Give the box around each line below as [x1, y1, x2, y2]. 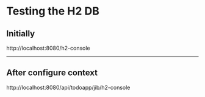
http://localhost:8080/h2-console [6, 44, 90, 52]
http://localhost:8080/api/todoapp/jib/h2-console [6, 84, 131, 91]
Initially [6, 28, 35, 39]
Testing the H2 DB [6, 4, 99, 18]
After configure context [6, 68, 98, 78]
